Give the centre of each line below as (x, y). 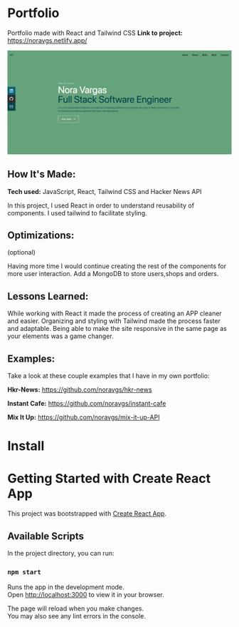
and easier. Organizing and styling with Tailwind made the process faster (114, 321)
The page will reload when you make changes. (76, 608)
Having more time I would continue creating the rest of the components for (117, 266)
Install (26, 446)
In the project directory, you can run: (61, 553)
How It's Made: (42, 174)
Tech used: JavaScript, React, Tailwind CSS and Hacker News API (105, 191)
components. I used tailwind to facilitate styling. (77, 213)
